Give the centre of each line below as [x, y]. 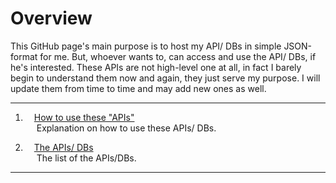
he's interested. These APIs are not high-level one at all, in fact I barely [156, 67]
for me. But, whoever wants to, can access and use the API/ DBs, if [178, 56]
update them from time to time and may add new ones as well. [138, 88]
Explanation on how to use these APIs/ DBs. [126, 128]
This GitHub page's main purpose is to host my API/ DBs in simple [146, 46]
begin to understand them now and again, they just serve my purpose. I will [165, 78]
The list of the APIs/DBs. [86, 158]
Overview [51, 18]
